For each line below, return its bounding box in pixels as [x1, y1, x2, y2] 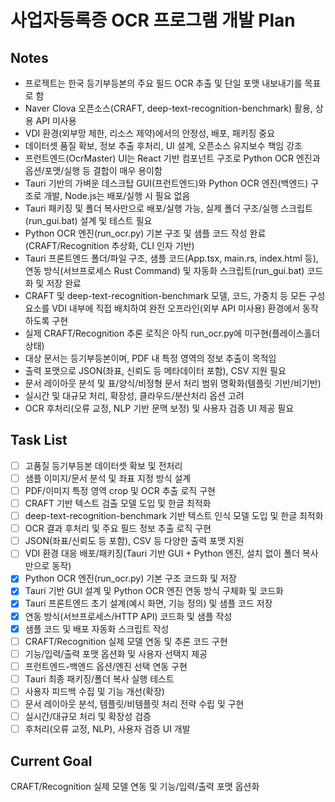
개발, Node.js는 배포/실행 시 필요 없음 [43, 190, 191, 201]
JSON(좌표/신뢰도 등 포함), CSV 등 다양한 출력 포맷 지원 [24, 535, 245, 547]
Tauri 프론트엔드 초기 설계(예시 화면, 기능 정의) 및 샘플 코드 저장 [24, 597, 273, 610]
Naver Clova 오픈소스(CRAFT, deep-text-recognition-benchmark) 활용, [24, 102, 313, 114]
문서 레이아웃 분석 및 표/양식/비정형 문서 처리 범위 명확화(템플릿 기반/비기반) [24, 377, 322, 389]
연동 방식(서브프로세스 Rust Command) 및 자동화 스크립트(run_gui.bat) [24, 265, 305, 276]
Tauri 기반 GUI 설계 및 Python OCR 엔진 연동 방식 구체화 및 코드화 [24, 585, 284, 597]
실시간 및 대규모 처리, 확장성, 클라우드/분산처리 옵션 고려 [24, 390, 245, 401]
